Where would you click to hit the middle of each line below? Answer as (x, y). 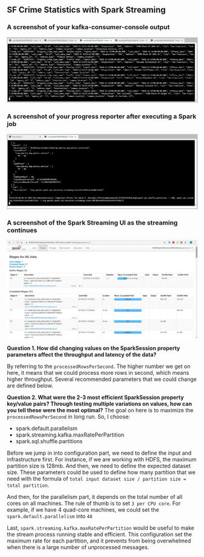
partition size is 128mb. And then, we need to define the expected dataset (99, 466)
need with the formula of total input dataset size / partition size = (97, 478)
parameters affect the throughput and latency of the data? (82, 354)
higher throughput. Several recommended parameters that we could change (102, 379)
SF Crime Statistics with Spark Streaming (86, 10)
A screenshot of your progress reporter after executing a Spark (102, 116)
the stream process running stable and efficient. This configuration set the (100, 534)
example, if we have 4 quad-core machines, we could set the (83, 509)
